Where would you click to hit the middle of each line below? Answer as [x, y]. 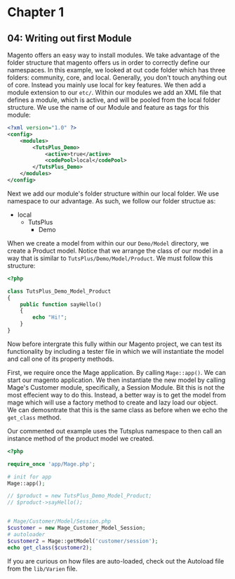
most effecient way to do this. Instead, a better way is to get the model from [117, 395]
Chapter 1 [36, 12]
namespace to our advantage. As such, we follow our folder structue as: [112, 201]
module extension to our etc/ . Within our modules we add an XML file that [114, 93]
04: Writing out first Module [69, 38]
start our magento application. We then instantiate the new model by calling [116, 380]
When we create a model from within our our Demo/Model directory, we [108, 243]
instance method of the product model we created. [81, 438]
